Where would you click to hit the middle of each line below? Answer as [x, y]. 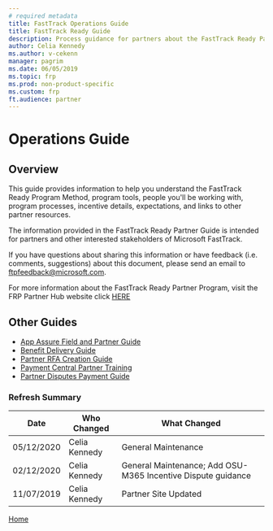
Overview [34, 169]
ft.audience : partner [45, 99]
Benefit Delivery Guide [58, 350]
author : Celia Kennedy [47, 46]
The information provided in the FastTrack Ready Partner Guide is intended [134, 231]
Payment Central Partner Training [76, 368]
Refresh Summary [45, 397]
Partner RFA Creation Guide [66, 359]
